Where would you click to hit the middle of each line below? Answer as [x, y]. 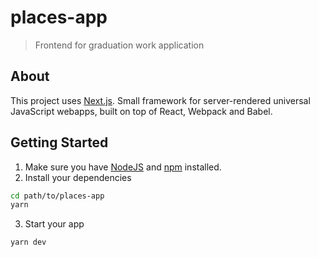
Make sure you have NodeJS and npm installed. [123, 167]
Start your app [54, 224]
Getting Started [59, 142]
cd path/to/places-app [57, 196]
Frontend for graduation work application [119, 45]
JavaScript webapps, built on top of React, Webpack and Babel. [141, 111]
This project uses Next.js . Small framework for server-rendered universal [160, 100]
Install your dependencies [78, 177]
